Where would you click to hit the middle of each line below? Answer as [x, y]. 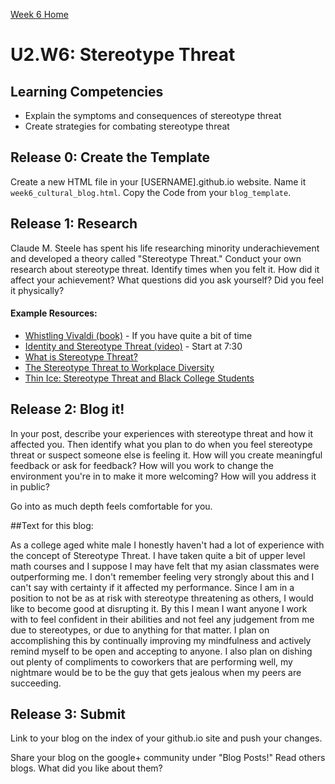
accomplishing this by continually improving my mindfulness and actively [161, 640]
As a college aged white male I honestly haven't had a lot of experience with [167, 545]
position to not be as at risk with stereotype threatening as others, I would [162, 598]
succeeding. [36, 683]
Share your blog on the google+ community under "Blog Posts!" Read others [168, 758]
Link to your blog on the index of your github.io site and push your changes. [166, 738]
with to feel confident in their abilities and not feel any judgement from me [162, 619]
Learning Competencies [87, 91]
